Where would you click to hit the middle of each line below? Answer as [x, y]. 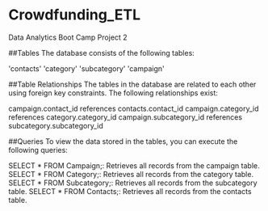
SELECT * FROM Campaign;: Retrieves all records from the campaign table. [134, 165]
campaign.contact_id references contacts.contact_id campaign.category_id [134, 108]
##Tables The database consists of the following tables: [102, 53]
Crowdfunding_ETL [75, 15]
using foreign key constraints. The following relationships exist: [113, 93]
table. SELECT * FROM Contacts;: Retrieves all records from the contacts [130, 191]
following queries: [38, 150]
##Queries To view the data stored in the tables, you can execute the [123, 141]
